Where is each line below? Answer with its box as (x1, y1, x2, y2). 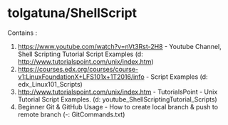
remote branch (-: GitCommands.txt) (17, 110, 125, 119)
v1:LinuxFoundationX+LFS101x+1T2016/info (17, 72, 145, 81)
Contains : (7, 28, 38, 37)
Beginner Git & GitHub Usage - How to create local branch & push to (17, 102, 219, 111)
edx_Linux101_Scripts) (17, 80, 83, 88)
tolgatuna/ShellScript (7, 5, 138, 21)
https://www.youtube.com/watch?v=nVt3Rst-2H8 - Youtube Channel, (17, 42, 222, 50)
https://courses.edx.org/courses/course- (17, 65, 139, 73)
